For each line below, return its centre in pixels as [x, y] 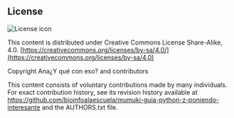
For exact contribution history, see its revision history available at [102, 92]
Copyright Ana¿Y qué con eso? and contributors [78, 71]
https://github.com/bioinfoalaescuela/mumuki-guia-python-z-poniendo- [113, 100]
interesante [24, 107]
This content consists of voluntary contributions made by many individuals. [117, 85]
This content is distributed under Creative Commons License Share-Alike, [115, 42]
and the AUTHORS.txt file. [80, 107]
